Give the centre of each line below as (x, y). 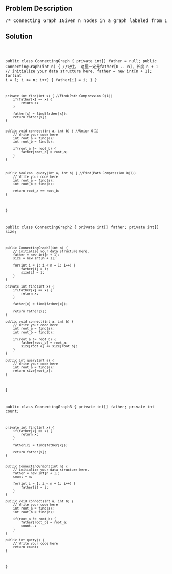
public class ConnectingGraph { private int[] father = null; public (81, 61)
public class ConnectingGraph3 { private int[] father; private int (80, 407)
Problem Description (39, 8)
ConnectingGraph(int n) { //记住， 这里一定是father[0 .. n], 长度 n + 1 (82, 67)
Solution (19, 37)
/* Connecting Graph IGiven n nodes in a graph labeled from (84, 20)
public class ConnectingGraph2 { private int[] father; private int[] (82, 227)
